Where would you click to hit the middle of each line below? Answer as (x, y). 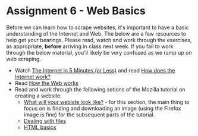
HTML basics (40, 127)
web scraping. (24, 59)
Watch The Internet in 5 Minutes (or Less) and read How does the (95, 70)
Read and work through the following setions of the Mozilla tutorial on (100, 89)
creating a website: (38, 96)
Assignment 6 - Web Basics (76, 11)
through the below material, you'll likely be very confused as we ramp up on (99, 52)
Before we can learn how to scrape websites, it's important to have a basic (98, 27)
